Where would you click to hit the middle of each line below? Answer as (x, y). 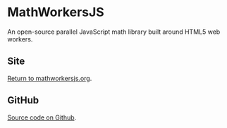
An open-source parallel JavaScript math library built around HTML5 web (114, 32)
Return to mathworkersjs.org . (50, 78)
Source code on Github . (42, 117)
